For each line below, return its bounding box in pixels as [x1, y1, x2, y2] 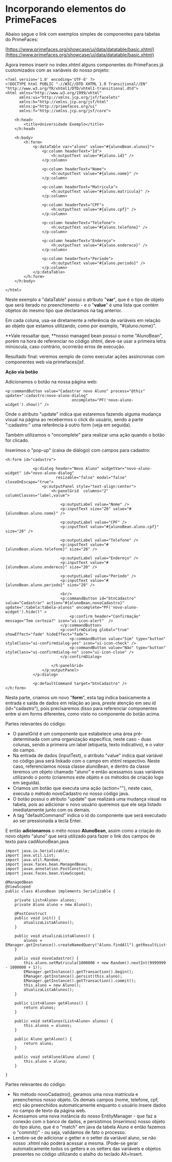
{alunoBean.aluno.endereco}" [5, 564, 68, 570]
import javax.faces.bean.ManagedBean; [5, 862, 88, 867]
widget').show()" [5, 402, 42, 407]
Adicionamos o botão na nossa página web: [5, 378, 98, 384]
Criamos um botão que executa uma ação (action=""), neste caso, [12, 785, 153, 791]
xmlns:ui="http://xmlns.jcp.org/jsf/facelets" [18, 95, 120, 100]
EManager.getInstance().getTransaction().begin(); [24, 969, 134, 974]
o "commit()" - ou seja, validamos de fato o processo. [12, 1129, 126, 1135]
